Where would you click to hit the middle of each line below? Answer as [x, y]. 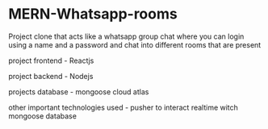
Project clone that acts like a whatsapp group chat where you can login [126, 36]
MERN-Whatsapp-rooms [93, 14]
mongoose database [42, 116]
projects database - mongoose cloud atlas [79, 92]
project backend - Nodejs [51, 76]
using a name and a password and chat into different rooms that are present [135, 44]
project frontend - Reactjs [51, 60]
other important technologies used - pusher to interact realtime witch [123, 107]
